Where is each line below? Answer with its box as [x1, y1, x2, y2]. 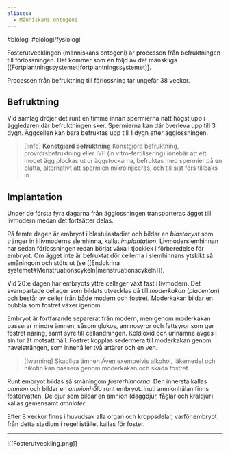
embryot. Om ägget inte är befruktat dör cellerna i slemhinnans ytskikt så [7, 251, 214, 260]
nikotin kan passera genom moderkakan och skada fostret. [23, 364, 190, 373]
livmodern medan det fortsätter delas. [7, 216, 114, 225]
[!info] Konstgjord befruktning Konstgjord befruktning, [23, 142, 179, 151]
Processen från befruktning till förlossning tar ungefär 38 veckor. [7, 76, 190, 84]
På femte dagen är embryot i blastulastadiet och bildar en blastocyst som [7, 230, 214, 238]
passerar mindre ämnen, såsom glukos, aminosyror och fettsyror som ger [7, 322, 214, 330]
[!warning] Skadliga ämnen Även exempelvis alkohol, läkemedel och [23, 357, 216, 365]
